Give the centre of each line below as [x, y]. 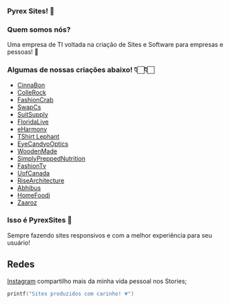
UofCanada [33, 173]
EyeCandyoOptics [43, 144]
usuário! [19, 243]
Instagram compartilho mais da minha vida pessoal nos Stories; [97, 281]
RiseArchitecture [41, 180]
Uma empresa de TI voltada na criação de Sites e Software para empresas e [115, 45]
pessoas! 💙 [23, 52]
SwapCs [29, 107]
